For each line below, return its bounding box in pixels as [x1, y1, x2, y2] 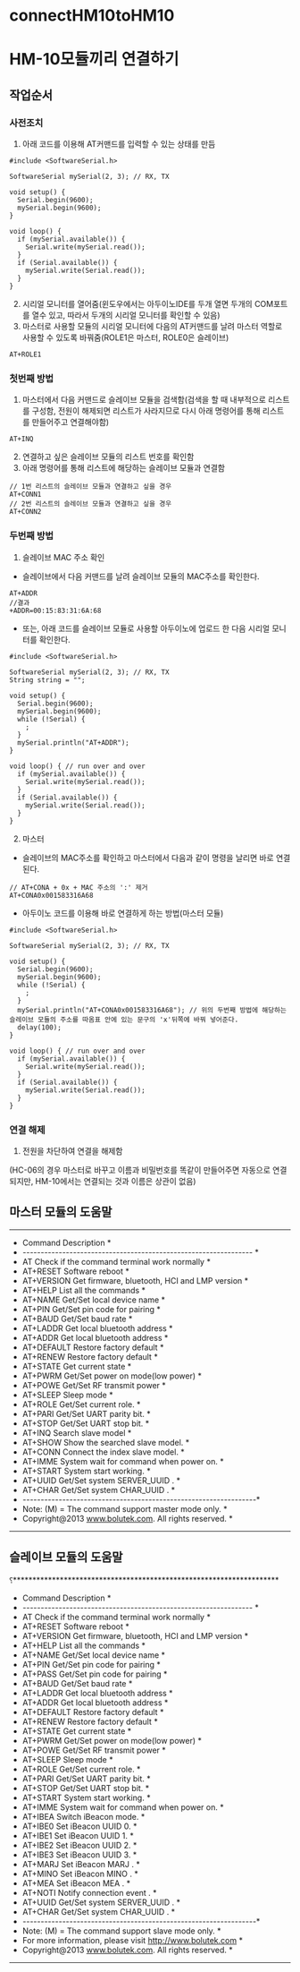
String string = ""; [9, 675, 87, 685]
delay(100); [17, 1022, 62, 1032]
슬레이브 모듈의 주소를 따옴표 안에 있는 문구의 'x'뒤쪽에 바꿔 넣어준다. [9, 1015, 239, 1024]
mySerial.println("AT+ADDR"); [17, 738, 129, 747]
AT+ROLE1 [9, 350, 42, 359]
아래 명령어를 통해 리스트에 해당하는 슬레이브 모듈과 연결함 [21, 463, 226, 474]
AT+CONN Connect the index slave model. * [21, 1447, 185, 1457]
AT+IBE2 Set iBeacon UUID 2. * [21, 1840, 137, 1850]
